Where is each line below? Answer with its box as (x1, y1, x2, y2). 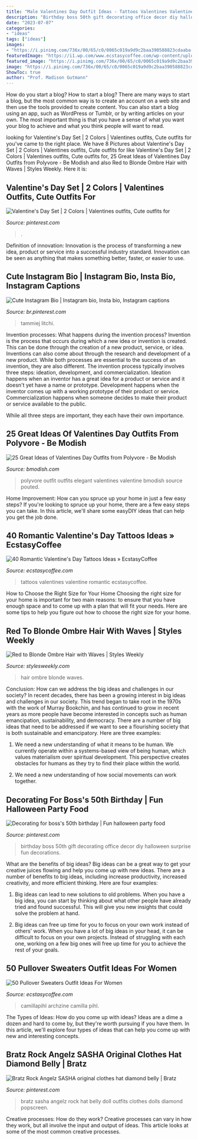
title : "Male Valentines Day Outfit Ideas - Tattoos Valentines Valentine (6, 8, 194, 15)
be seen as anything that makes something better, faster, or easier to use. (6, 254, 185, 261)
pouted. (20, 483, 40, 490)
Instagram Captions (6, 281, 81, 291)
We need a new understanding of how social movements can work (14, 771, 177, 779)
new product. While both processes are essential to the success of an (6, 356, 176, 363)
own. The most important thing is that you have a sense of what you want (6, 116, 184, 123)
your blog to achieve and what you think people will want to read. (6, 123, 164, 130)
